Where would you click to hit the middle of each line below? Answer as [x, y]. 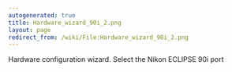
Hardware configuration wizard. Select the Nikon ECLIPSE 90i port [116, 59]
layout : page [30, 30]
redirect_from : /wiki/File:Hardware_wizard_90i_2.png [99, 37]
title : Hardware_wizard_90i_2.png [65, 23]
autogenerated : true [42, 15]
